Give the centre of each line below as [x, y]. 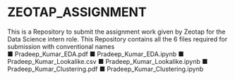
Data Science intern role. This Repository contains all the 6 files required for [117, 39]
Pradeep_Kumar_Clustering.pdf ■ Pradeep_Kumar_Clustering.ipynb [106, 69]
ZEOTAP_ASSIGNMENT [77, 12]
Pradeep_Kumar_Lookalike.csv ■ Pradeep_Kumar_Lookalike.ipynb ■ [108, 61]
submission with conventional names [61, 46]
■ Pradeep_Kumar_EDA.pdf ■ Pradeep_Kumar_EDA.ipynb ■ [96, 54]
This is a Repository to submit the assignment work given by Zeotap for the [116, 32]
